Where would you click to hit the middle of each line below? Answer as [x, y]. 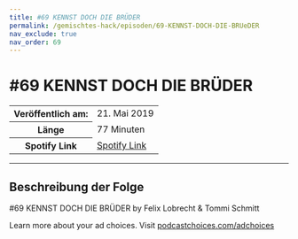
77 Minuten [121, 129]
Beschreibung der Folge [77, 187]
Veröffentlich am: [51, 114]
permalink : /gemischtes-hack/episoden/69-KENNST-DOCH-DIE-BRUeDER [134, 26]
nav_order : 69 [35, 42]
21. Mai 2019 [125, 113]
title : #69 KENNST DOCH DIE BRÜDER [75, 17]
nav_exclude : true [43, 34]
